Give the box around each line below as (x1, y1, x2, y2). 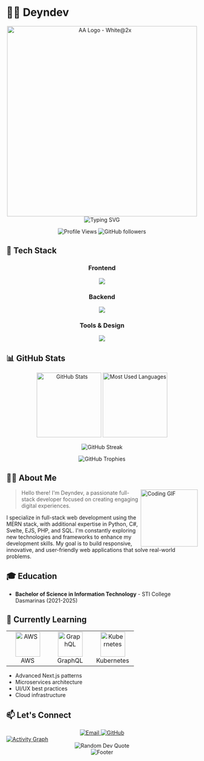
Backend (89, 292, 115, 301)
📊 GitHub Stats (6, 353, 66, 363)
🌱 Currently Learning (6, 615, 87, 625)
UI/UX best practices (15, 685, 68, 692)
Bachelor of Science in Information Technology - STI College (15, 590, 171, 598)
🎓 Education (6, 571, 58, 581)
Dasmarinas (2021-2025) (15, 596, 78, 604)
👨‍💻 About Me (6, 473, 57, 483)
